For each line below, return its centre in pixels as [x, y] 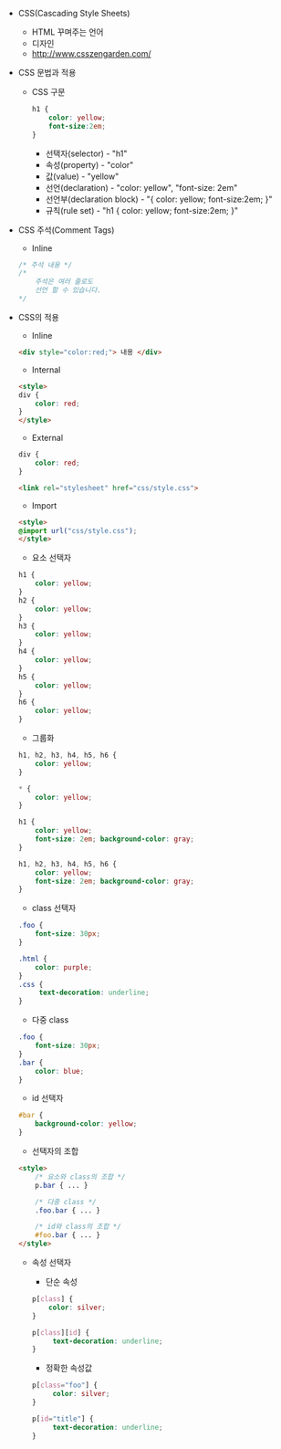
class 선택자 [54, 908]
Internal [46, 370]
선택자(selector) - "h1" [86, 153]
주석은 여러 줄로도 [64, 282]
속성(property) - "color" [89, 164]
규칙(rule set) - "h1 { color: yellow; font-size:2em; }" [142, 210]
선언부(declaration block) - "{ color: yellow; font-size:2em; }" [159, 199]
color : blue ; [60, 1071]
